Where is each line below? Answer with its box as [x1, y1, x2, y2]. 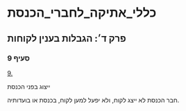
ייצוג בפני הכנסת [7, 82, 51, 91]
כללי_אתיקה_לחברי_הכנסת [7, 5, 157, 21]
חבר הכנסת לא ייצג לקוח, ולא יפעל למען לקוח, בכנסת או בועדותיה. [7, 96, 180, 104]
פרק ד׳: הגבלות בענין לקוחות [7, 33, 126, 44]
